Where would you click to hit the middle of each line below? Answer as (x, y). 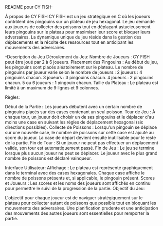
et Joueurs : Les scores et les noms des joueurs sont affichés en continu (78, 183)
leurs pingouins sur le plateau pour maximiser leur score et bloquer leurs (78, 32)
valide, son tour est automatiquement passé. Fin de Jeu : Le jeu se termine (80, 148)
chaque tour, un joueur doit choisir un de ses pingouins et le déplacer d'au (80, 117)
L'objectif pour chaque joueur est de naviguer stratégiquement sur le (74, 198)
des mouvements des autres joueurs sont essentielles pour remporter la (77, 213)
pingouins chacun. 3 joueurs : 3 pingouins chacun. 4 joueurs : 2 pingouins (79, 78)
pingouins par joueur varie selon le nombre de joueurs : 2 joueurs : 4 (74, 72)
